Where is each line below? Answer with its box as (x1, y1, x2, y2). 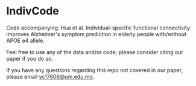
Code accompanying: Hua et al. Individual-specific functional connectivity (6, 24, 191, 31)
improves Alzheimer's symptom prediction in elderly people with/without (6, 30, 187, 37)
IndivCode (6, 4, 59, 18)
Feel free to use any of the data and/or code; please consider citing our (6, 48, 184, 55)
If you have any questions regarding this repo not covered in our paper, (6, 66, 183, 73)
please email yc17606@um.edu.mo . (6, 73, 95, 80)
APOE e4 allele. (6, 37, 45, 44)
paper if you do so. (6, 55, 53, 62)
